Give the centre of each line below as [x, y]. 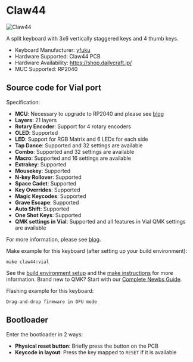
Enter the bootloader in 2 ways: [45, 334]
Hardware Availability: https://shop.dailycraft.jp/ [73, 63]
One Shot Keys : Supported [48, 215]
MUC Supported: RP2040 [46, 69]
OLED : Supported [36, 132]
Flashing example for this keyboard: [50, 290]
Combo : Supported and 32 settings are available [74, 151]
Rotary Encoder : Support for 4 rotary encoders [73, 126]
